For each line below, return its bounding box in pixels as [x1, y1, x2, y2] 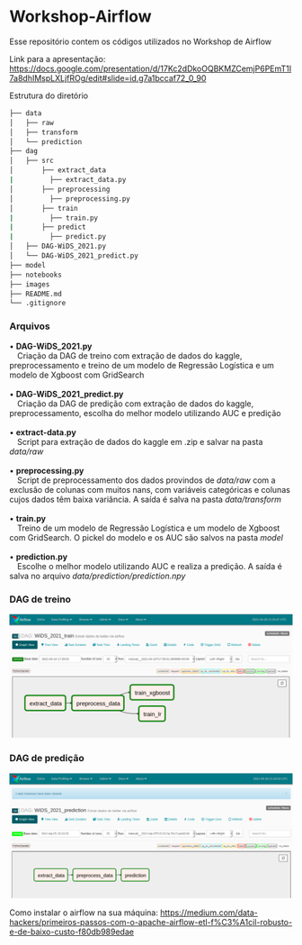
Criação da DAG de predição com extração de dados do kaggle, [17, 398, 254, 409]
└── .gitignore [9, 299, 67, 308]
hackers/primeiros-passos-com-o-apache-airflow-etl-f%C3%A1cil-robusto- [9, 916, 293, 927]
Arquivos [9, 320, 51, 332]
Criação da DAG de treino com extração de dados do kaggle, [17, 350, 243, 361]
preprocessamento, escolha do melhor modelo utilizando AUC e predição [9, 407, 281, 418]
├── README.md [9, 289, 63, 298]
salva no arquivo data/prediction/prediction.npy [9, 570, 186, 581]
